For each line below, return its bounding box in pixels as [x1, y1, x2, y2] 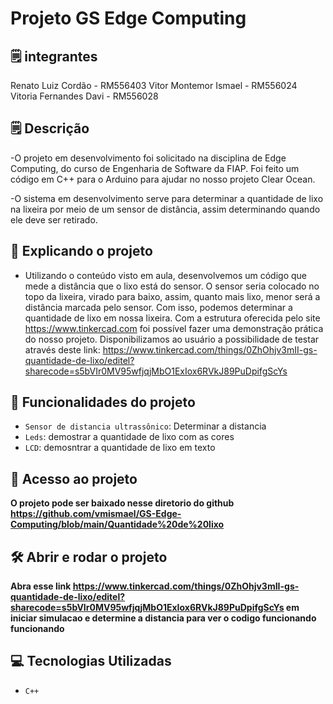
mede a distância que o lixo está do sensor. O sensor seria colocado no [24, 280, 320, 292]
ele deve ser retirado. [10, 213, 98, 226]
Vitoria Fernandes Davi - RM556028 [10, 90, 159, 102]
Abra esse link [10, 580, 72, 592]
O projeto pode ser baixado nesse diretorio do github [10, 497, 235, 509]
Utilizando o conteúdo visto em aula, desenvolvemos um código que [24, 269, 307, 281]
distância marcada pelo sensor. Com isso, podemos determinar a [24, 301, 293, 313]
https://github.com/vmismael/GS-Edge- [10, 508, 182, 520]
